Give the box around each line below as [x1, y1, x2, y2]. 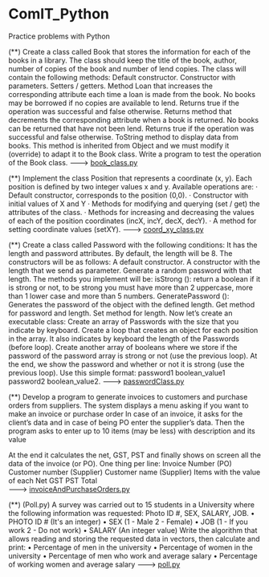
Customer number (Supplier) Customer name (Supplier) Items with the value [8, 467, 261, 477]
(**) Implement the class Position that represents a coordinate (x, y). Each [8, 173, 253, 183]
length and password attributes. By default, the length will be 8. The [8, 248, 233, 258]
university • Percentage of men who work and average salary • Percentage [8, 551, 259, 560]
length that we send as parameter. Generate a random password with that [8, 266, 252, 275]
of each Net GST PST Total [8, 475, 98, 486]
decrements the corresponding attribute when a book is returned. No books [8, 115, 259, 124]
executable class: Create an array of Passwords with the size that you [8, 316, 239, 326]
